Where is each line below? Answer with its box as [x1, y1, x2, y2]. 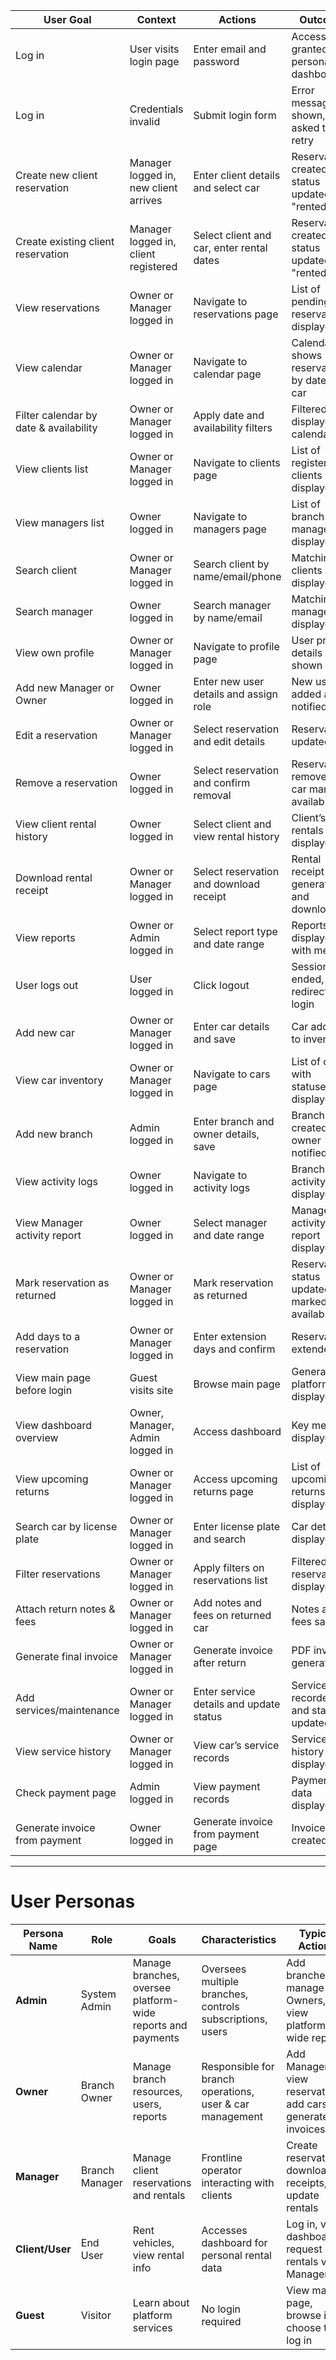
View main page [15, 1371, 92, 1384]
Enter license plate [193, 1520, 281, 1533]
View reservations [15, 301, 100, 314]
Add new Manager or [15, 681, 115, 694]
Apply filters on [193, 1561, 265, 1574]
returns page [193, 1485, 254, 1498]
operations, [201, 2084, 255, 2098]
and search [193, 1532, 247, 1546]
